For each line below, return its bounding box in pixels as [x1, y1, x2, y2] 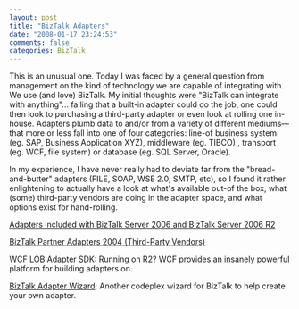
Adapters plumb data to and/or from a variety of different [36, 118, 246, 129]
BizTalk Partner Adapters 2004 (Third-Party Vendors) [9, 237, 206, 247]
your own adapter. [9, 290, 77, 301]
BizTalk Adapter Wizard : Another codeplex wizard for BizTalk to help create [9, 280, 286, 291]
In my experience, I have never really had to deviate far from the [9, 164, 245, 175]
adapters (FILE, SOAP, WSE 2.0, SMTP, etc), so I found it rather [54, 173, 286, 184]
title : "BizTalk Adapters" [9, 21, 110, 30]
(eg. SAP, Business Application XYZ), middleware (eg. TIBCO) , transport [9, 138, 277, 148]
